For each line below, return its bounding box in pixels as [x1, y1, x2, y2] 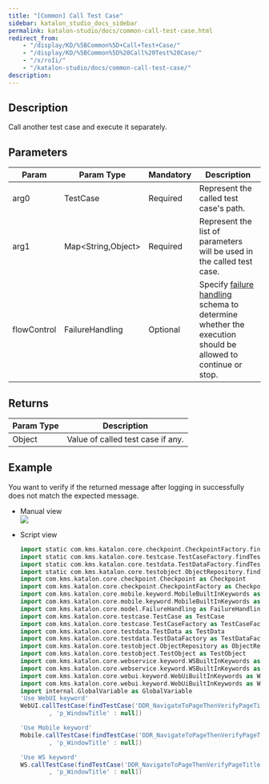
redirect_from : [8, 34, 59, 42]
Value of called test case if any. [66, 434, 184, 445]
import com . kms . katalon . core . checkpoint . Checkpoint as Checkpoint [19, 575, 247, 584]
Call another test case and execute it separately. [8, 122, 167, 132]
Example [8, 461, 53, 475]
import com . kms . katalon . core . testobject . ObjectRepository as [19, 642, 229, 650]
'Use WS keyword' [19, 753, 78, 762]
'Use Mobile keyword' [19, 724, 92, 732]
